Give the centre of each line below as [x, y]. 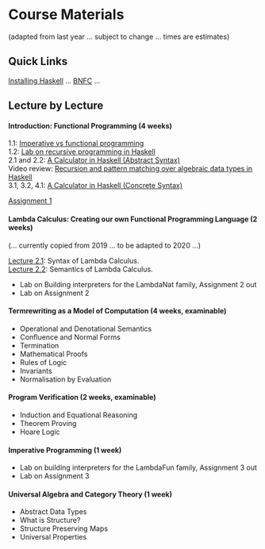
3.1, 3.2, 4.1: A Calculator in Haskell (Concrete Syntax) [96, 186]
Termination [39, 345]
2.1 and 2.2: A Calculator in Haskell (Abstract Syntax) [94, 160]
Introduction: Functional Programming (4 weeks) [90, 125]
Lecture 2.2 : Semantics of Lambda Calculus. [81, 269]
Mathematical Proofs [54, 354]
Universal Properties [53, 537]
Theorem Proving [48, 423]
